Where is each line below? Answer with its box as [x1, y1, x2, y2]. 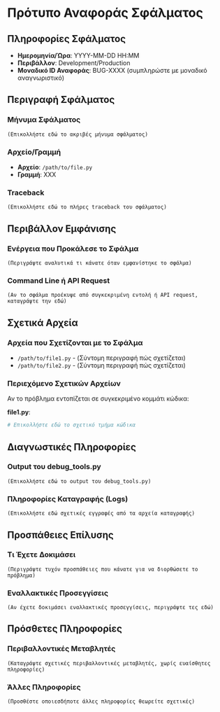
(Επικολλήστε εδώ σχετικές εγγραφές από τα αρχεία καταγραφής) [7, 510, 196, 517]
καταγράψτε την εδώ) [7, 298, 68, 305]
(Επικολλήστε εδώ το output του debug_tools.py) [7, 477, 152, 484]
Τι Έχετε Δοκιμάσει [7, 550, 76, 559]
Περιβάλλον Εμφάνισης [7, 223, 117, 235]
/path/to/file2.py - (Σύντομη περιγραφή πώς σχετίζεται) [17, 361, 186, 369]
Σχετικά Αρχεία [7, 316, 78, 328]
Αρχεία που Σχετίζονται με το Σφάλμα [7, 337, 143, 347]
